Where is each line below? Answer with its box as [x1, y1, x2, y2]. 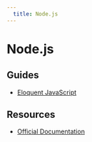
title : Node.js [13, 10, 58, 18]
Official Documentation [16, 127, 85, 136]
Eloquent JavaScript [16, 88, 77, 97]
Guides [6, 69, 40, 82]
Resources [6, 109, 56, 121]
